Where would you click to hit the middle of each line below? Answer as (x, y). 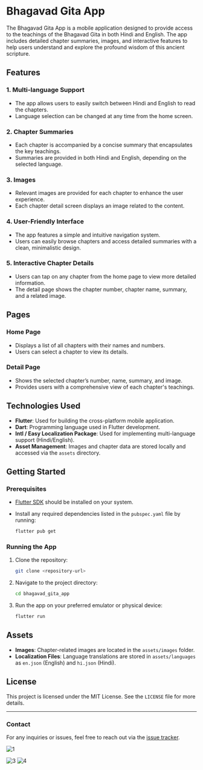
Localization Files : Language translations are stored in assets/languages (105, 656)
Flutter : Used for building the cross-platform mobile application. (95, 420)
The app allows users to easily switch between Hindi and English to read (105, 103)
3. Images (21, 180)
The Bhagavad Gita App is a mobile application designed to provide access (100, 28)
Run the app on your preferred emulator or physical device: (89, 605)
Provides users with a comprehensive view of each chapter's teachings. (105, 387)
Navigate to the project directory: (56, 583)
